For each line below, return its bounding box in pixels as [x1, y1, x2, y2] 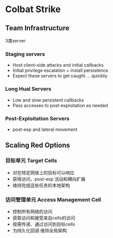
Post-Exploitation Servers [5, 115, 70, 122]
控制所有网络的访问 [12, 208, 53, 214]
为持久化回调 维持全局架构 [12, 227, 67, 233]
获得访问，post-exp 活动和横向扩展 [12, 176, 85, 182]
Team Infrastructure [5, 24, 69, 32]
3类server [5, 38, 26, 43]
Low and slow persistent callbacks [12, 97, 84, 103]
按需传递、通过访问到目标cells [12, 221, 75, 227]
